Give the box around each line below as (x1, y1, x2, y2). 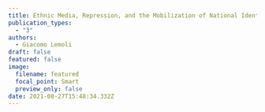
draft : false (8, 48, 51, 56)
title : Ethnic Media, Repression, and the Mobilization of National (8, 11, 238, 20)
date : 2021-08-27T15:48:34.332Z (8, 92, 114, 100)
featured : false (8, 56, 62, 64)
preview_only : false (15, 84, 83, 93)
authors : (8, 33, 37, 42)
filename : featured (15, 70, 80, 78)
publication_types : (8, 19, 73, 27)
